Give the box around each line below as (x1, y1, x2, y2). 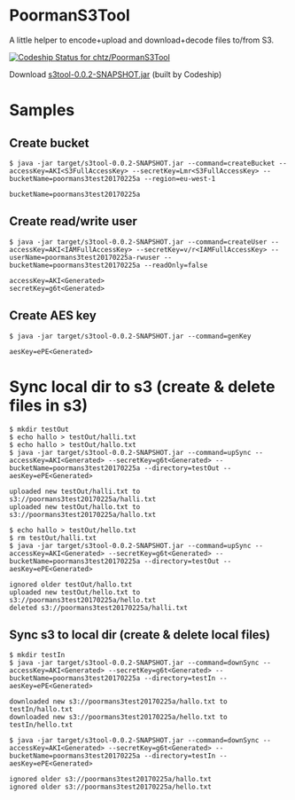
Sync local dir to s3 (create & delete (9, 376, 276, 396)
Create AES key (9, 308, 97, 324)
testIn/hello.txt (9, 720, 74, 730)
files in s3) (9, 396, 89, 415)
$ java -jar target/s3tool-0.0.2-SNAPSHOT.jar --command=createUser (9, 237, 268, 247)
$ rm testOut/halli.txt (9, 533, 97, 542)
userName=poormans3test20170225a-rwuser (9, 253, 161, 262)
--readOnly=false (144, 261, 208, 270)
